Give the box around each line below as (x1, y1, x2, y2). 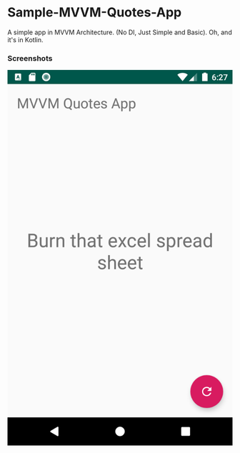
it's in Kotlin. (7, 35, 44, 44)
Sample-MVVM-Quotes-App (7, 4, 182, 21)
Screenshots (7, 53, 53, 63)
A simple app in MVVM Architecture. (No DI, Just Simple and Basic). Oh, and (7, 28, 232, 36)
